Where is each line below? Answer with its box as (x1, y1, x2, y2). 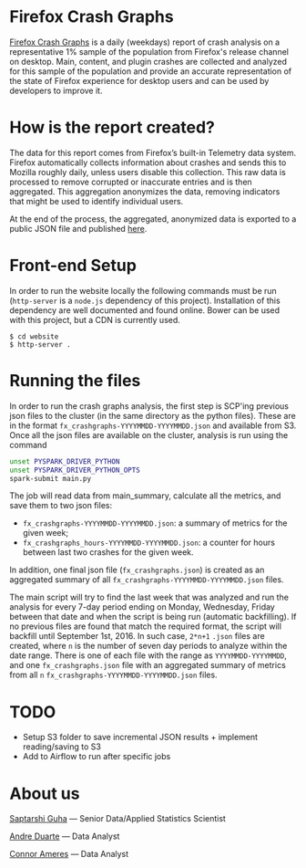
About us (9, 783, 80, 804)
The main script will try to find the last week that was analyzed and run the (9, 591, 290, 603)
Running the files (9, 371, 141, 391)
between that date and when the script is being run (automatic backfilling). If (9, 612, 297, 622)
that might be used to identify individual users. (9, 195, 184, 206)
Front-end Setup (9, 256, 137, 276)
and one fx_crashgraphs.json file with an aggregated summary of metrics (9, 660, 287, 671)
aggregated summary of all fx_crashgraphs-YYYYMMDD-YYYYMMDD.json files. (9, 574, 284, 585)
